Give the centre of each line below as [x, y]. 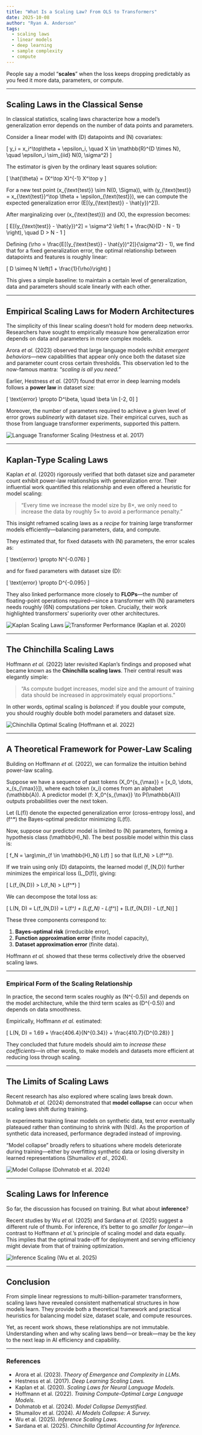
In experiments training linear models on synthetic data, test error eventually [101, 1120]
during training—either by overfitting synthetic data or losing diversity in [95, 1151]
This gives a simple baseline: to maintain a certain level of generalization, [97, 280]
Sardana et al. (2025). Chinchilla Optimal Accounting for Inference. [98, 1425]
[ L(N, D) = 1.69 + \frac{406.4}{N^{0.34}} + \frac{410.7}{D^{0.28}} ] [90, 1032]
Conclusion [28, 1282]
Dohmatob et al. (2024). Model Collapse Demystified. [81, 1406]
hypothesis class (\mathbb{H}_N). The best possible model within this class [100, 837]
